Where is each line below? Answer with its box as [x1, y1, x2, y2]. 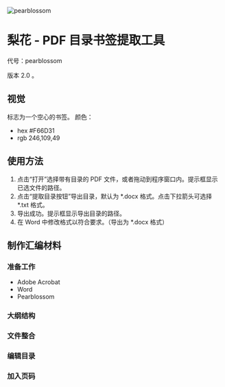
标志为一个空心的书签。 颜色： [7, 113, 93, 121]
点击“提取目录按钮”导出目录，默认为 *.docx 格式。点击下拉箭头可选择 [16, 192, 213, 200]
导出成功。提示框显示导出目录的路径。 [16, 209, 126, 218]
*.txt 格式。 [16, 200, 49, 209]
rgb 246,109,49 [16, 134, 60, 142]
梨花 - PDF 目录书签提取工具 [7, 33, 165, 48]
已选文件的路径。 [16, 183, 66, 191]
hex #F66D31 [16, 126, 55, 134]
